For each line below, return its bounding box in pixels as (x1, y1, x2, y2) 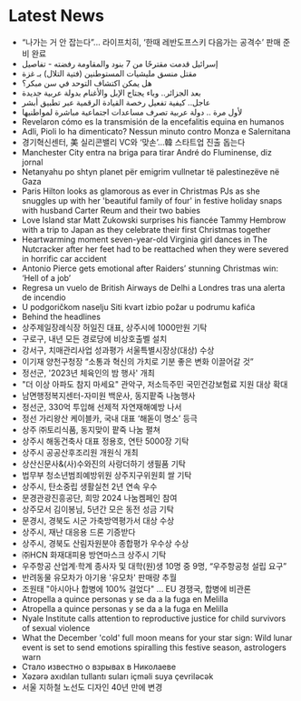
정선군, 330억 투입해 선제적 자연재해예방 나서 (21, 401, 182, 412)
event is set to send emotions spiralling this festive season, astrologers (21, 642, 286, 653)
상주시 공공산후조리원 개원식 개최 (21, 446, 139, 457)
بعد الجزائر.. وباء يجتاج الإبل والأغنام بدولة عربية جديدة (21, 87, 201, 98)
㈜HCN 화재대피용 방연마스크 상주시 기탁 (21, 549, 167, 560)
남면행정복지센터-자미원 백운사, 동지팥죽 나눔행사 (21, 390, 196, 401)
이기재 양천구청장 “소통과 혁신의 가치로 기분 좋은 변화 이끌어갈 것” (21, 356, 255, 366)
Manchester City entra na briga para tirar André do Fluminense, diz (21, 146, 273, 157)
